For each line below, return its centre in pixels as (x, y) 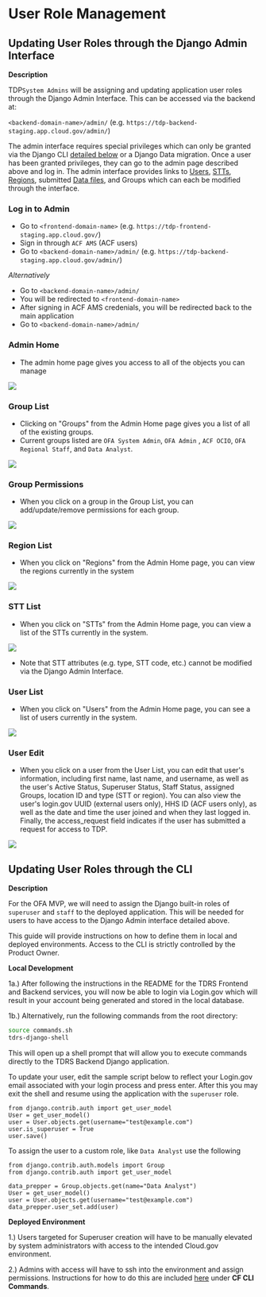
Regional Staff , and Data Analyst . (76, 449)
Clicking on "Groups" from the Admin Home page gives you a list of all (135, 423)
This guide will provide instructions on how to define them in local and (123, 936)
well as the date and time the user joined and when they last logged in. (135, 813)
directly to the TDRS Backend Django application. (89, 1061)
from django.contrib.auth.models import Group (87, 1165)
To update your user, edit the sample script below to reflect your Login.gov (130, 1076)
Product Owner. (34, 953)
